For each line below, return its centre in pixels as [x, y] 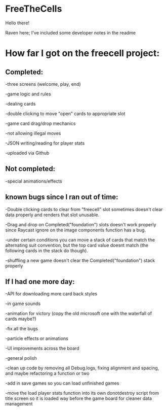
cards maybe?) [21, 319]
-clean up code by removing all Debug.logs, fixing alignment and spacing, [82, 368]
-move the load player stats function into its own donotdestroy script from [82, 393]
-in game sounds [23, 304]
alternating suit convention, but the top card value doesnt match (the [77, 245]
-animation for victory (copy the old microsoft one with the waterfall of [79, 314]
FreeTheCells [34, 9]
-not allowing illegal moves [33, 133]
